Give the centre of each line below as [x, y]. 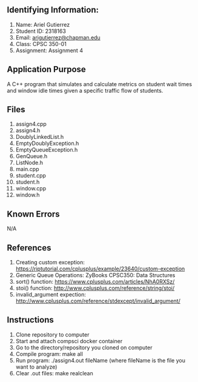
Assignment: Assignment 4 [49, 50]
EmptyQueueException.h [47, 150]
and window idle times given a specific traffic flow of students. [85, 90]
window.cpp [31, 189]
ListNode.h [29, 163]
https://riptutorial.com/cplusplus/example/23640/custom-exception [100, 269]
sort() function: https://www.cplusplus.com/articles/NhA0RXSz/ [95, 282]
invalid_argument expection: [51, 295]
